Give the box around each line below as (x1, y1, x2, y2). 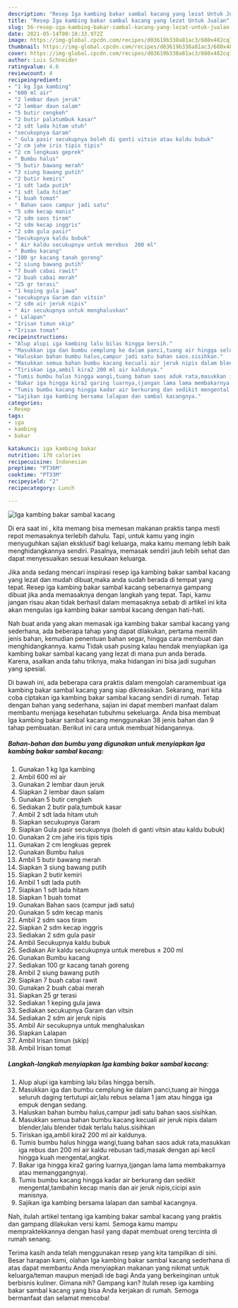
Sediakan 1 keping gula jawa (18, 998, 101, 1007)
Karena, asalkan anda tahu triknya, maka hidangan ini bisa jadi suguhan (8, 656, 216, 665)
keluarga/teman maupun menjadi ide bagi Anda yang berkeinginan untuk (8, 1270, 220, 1280)
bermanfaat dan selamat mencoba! (8, 1293, 110, 1302)
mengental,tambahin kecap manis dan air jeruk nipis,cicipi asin (18, 1183, 201, 1192)
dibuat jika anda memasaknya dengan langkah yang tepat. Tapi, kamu (8, 590, 211, 599)
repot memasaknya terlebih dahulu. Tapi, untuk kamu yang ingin (8, 531, 195, 540)
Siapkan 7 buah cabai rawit (18, 976, 97, 984)
